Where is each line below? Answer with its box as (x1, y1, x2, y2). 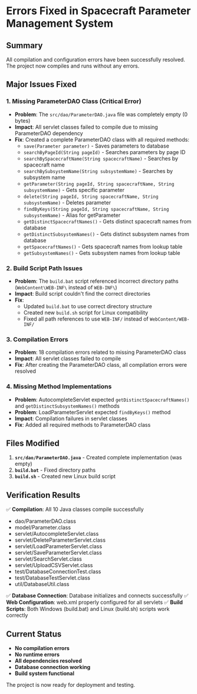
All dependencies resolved (14, 657, 82, 664)
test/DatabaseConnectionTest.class (14, 568, 101, 575)
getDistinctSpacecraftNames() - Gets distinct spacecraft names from (23, 218, 192, 225)
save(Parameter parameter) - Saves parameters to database (23, 142, 169, 149)
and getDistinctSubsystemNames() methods (14, 402, 120, 410)
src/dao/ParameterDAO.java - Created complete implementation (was (14, 454, 182, 461)
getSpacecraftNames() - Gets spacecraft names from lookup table (23, 243, 183, 250)
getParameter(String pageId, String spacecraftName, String (23, 181, 175, 187)
